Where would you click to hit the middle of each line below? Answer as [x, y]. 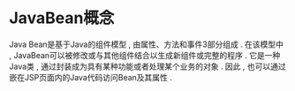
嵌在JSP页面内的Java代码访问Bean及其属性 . [91, 77]
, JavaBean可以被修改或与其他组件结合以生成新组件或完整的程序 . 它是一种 [145, 55]
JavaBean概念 [62, 18]
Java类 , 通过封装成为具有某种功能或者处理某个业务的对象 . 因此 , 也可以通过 [148, 66]
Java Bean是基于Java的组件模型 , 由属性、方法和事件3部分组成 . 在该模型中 [147, 44]
